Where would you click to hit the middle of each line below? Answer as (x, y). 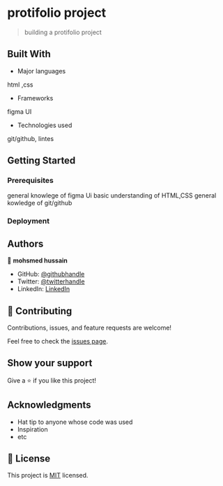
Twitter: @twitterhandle (51, 281)
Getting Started (41, 161)
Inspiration (32, 429)
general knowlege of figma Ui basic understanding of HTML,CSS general (112, 196)
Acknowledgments (49, 405)
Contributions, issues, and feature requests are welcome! (90, 327)
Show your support (50, 363)
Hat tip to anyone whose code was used (75, 422)
